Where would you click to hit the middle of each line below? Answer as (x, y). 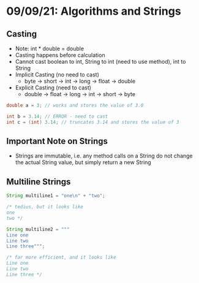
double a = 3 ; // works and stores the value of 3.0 (75, 105)
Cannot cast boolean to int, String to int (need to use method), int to (100, 62)
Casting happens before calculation (60, 55)
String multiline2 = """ (38, 229)
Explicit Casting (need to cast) (53, 88)
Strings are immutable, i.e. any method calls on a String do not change (104, 156)
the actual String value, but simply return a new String (83, 162)
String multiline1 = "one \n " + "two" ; (56, 196)
